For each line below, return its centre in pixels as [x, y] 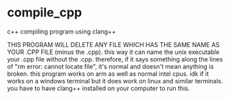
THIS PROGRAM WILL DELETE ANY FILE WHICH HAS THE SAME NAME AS [113, 44]
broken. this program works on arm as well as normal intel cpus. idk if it [108, 74]
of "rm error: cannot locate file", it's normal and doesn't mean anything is [111, 66]
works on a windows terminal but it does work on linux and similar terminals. [115, 81]
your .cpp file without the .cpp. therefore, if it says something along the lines [115, 59]
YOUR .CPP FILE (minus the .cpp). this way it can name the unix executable [113, 52]
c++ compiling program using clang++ [62, 31]
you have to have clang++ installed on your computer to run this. [99, 88]
